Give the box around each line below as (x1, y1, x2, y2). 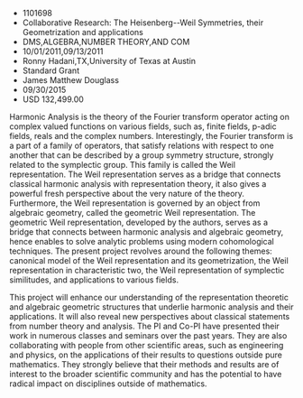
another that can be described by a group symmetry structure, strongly (9, 150, 274, 161)
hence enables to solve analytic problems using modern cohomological (9, 236, 275, 246)
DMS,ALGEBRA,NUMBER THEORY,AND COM (22, 36, 190, 47)
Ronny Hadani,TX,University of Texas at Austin (22, 56, 197, 66)
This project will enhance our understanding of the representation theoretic (9, 292, 289, 302)
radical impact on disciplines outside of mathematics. (9, 378, 207, 389)
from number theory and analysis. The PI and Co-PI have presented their (9, 320, 280, 331)
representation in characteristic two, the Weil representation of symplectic (9, 265, 285, 275)
